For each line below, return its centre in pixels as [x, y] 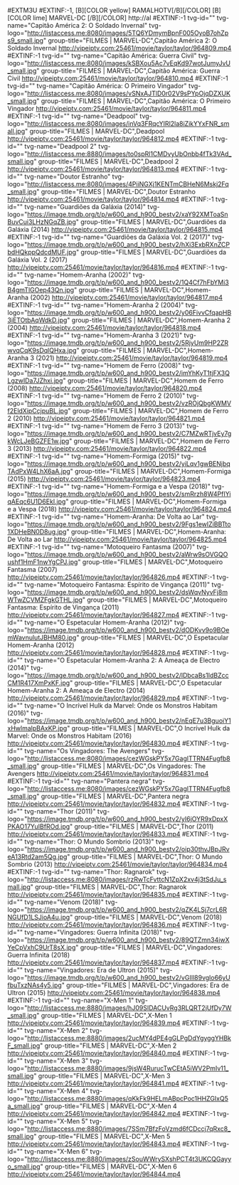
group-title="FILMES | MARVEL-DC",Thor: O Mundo [147, 857]
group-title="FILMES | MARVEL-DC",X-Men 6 [111, 1167]
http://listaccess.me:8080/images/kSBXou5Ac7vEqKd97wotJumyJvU [129, 63]
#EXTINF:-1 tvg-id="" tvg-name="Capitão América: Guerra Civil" [102, 55]
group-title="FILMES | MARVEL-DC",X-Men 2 [111, 1046]
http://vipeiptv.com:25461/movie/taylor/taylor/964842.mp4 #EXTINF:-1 [111, 1114]
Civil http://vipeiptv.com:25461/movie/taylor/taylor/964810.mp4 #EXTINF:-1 [118, 78]
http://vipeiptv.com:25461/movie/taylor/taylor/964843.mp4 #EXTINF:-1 [111, 1144]
